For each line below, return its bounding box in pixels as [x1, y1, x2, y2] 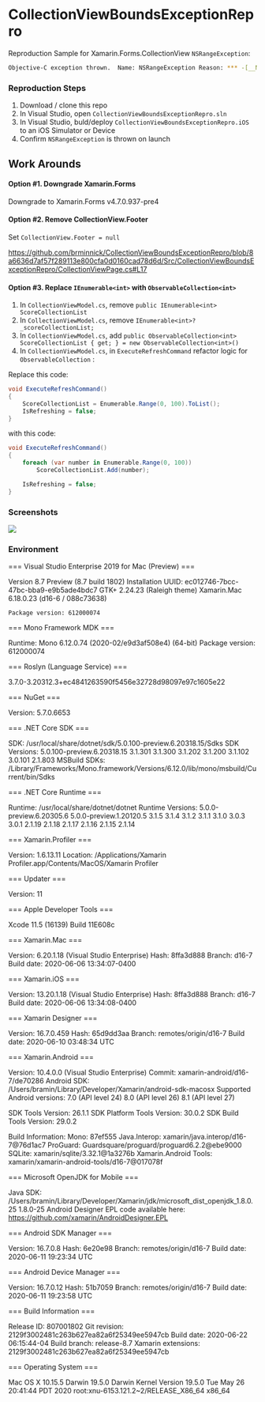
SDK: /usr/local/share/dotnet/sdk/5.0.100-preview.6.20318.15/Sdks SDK [8, 739, 240, 748]
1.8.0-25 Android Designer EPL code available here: [18, 1204, 185, 1215]
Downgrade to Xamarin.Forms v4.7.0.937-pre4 [8, 196, 159, 206]
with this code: [8, 429, 57, 438]
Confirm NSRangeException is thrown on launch [19, 134, 171, 144]
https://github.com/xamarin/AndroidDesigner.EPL [8, 1213, 169, 1222]
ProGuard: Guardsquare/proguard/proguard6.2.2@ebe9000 [47, 1140, 242, 1150]
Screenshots [8, 506, 58, 517]
